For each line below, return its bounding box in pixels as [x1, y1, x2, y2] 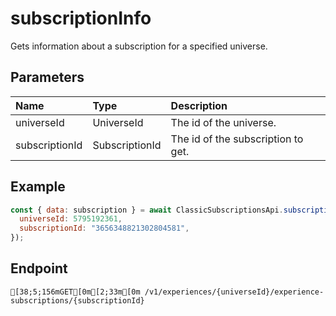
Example [10, 178, 66, 196]
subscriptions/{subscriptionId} [10, 295, 145, 306]
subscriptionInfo [10, 7, 152, 30]
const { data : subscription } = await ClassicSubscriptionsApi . [10, 205, 284, 215]
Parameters [10, 69, 85, 86]
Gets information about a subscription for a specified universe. [10, 40, 268, 52]
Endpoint [10, 260, 68, 277]
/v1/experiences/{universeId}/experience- [144, 287, 325, 297]
